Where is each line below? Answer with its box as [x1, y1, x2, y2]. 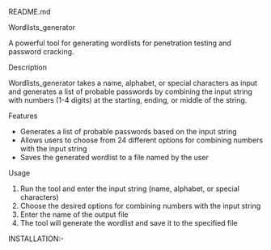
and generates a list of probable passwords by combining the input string [8, 87, 253, 96]
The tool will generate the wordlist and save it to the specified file [19, 218, 238, 227]
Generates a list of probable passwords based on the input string [19, 127, 237, 136]
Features [8, 111, 38, 121]
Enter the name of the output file [19, 210, 129, 219]
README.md [8, 7, 51, 16]
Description [8, 62, 47, 72]
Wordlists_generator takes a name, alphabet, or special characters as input [8, 78, 257, 87]
